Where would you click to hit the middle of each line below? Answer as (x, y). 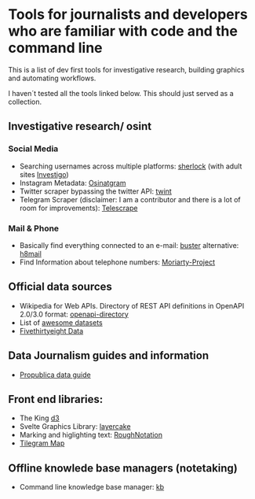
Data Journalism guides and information (109, 356)
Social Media (33, 149)
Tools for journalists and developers (128, 15)
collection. (25, 102)
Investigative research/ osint (80, 126)
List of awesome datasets (61, 322)
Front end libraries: (56, 399)
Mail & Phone (34, 228)
